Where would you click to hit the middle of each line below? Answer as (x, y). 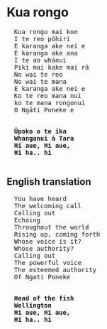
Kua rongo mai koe (46, 32)
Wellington (33, 305)
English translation (49, 182)
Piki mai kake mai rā (51, 67)
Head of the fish (44, 298)
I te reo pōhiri (42, 39)
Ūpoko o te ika (40, 131)
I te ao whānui (40, 60)
